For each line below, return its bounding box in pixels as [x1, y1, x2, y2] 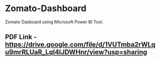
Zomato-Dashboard [5, 3, 87, 14]
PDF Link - [5, 33, 37, 41]
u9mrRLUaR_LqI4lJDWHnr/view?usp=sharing [5, 48, 147, 56]
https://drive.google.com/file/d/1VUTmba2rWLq [5, 41, 156, 49]
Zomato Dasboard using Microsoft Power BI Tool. [5, 19, 104, 25]
